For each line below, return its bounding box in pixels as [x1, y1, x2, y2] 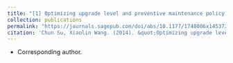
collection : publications [7, 16, 82, 23]
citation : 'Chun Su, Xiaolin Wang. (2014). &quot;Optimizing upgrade [7, 29, 213, 36]
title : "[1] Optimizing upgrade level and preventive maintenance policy [7, 10, 225, 17]
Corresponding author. [17, 48, 83, 56]
